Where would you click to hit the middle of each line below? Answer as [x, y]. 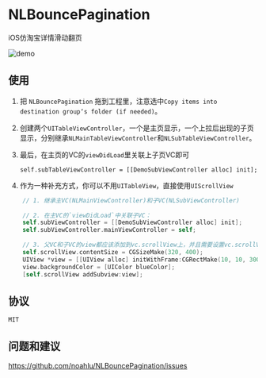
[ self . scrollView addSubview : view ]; [83, 274]
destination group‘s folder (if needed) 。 [91, 111]
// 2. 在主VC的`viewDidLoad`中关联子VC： [87, 215]
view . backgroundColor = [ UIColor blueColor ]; [99, 267]
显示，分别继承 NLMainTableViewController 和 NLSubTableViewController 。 [138, 137]
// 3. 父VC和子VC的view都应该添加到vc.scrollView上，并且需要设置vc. [129, 245]
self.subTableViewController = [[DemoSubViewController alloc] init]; [139, 170]
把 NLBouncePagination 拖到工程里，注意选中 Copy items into [118, 101]
